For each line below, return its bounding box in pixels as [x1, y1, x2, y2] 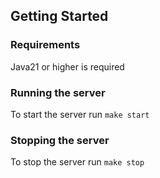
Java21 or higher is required [10, 60, 125, 73]
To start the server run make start [10, 108, 150, 120]
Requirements [10, 38, 81, 52]
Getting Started [10, 8, 109, 25]
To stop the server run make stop [10, 156, 145, 168]
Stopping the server [10, 133, 110, 147]
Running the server [10, 85, 106, 99]
